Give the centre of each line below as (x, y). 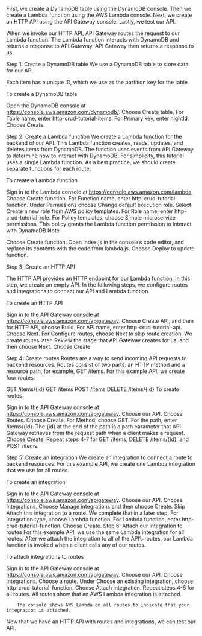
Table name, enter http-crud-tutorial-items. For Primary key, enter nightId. (98, 118)
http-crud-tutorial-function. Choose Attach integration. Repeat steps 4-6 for (100, 587)
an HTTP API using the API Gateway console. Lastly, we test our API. (91, 21)
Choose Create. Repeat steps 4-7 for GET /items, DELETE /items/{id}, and (98, 439)
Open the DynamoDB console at (46, 106)
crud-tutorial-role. (29, 218)
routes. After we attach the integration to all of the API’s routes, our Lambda (100, 539)
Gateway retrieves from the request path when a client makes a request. (96, 433)
